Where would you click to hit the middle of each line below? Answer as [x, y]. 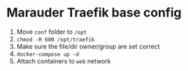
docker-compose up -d [48, 54]
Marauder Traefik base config [94, 13]
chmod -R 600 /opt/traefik [55, 39]
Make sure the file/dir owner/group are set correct [88, 46]
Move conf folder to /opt [52, 32]
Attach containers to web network [64, 61]
